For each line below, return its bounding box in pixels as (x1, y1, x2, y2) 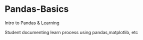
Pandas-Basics (4, 3, 69, 15)
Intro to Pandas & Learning (4, 20, 59, 26)
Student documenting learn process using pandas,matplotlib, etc (4, 29, 138, 35)
